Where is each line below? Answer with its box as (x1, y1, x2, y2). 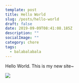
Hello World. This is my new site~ (5, 63, 74, 69)
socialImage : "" (5, 35, 39, 40)
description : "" (5, 30, 39, 35)
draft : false (5, 21, 32, 26)
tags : (5, 44, 16, 49)
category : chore (5, 40, 39, 45)
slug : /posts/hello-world (5, 16, 59, 21)
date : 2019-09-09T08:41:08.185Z (5, 26, 72, 31)
